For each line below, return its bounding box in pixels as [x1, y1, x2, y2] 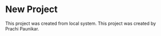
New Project [5, 4, 58, 15]
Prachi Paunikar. [5, 25, 39, 31]
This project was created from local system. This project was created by [5, 20, 156, 26]
